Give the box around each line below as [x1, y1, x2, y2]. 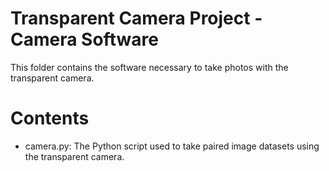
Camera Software [10, 28, 159, 51]
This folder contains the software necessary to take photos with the [10, 61, 289, 73]
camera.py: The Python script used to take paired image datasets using [24, 140, 320, 152]
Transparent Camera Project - [10, 7, 263, 30]
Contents [10, 107, 90, 130]
